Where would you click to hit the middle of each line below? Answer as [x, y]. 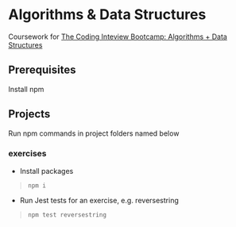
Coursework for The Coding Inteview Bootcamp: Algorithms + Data [118, 37]
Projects [29, 114]
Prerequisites [42, 70]
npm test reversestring [67, 215]
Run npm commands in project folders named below [94, 133]
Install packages [46, 171]
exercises [27, 154]
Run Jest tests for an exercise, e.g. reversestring [99, 200]
